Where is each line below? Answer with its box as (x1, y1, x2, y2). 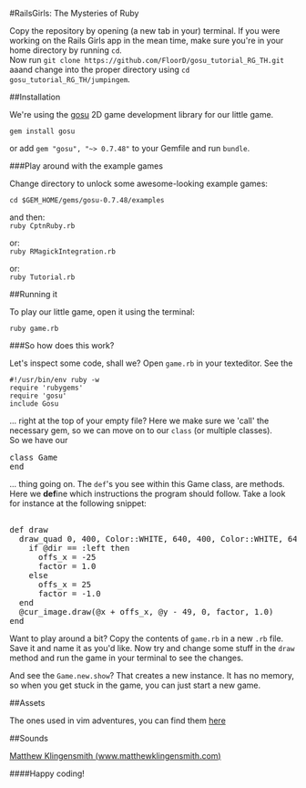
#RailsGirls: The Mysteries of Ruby (9, 8, 139, 18)
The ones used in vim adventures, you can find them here (9, 715, 226, 726)
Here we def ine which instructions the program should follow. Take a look (9, 488, 286, 499)
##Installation (9, 91, 61, 102)
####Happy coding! (9, 768, 85, 779)
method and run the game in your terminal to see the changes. (9, 652, 244, 663)
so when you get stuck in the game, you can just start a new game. (9, 679, 261, 690)
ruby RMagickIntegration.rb (9, 247, 117, 256)
